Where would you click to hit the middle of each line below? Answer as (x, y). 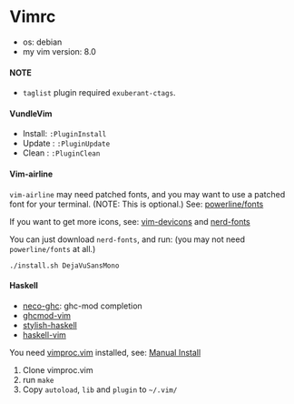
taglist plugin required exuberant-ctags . (99, 93)
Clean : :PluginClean (61, 153)
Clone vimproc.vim (58, 369)
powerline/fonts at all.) (53, 248)
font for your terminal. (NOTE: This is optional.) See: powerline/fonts (137, 204)
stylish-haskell (49, 325)
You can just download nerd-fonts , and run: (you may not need (127, 239)
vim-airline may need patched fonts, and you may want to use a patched (147, 194)
